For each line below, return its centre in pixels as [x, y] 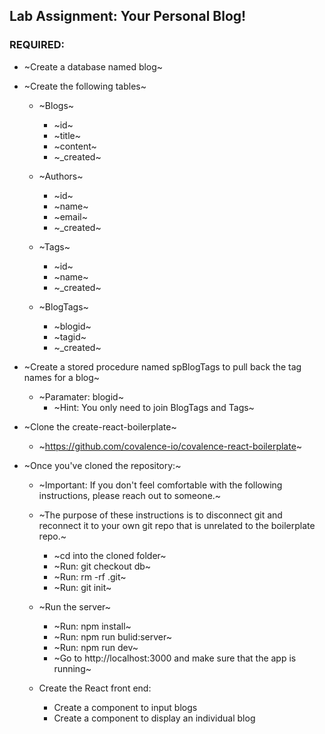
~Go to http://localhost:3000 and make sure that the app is [175, 658]
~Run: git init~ [82, 587]
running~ [72, 668]
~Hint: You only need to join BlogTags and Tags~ [154, 407]
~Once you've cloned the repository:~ [102, 465]
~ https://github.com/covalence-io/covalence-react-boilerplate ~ [170, 446]
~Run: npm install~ [92, 626]
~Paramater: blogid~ [81, 396]
